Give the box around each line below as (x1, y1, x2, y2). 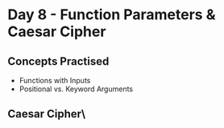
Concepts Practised (7, 54, 110, 68)
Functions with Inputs (19, 76, 91, 85)
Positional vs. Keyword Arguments (19, 84, 134, 94)
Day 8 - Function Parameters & (7, 6, 216, 24)
